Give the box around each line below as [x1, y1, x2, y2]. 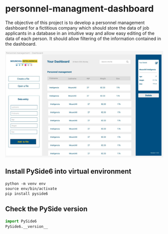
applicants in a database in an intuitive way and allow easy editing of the [5, 30, 154, 36]
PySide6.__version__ [5, 224, 49, 229]
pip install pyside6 [5, 191, 49, 196]
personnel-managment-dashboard [5, 3, 154, 15]
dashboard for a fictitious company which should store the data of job [5, 25, 149, 31]
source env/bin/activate [5, 186, 57, 191]
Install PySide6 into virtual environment [5, 167, 132, 176]
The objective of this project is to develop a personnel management [5, 20, 145, 26]
